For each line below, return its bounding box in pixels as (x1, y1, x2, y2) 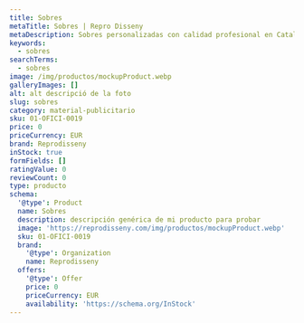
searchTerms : (9, 55, 59, 64)
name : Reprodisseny (25, 257, 100, 267)
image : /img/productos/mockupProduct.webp (9, 72, 172, 81)
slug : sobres (9, 97, 59, 107)
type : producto (9, 182, 67, 191)
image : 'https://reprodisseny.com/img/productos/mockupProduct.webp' (17, 223, 285, 233)
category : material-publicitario (9, 106, 136, 115)
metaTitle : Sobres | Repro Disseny (9, 22, 144, 31)
